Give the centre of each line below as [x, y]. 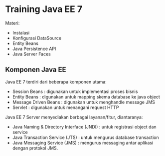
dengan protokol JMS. [35, 148]
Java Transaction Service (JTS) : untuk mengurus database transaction [85, 137]
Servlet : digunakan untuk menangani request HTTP [66, 107]
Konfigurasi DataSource [37, 38]
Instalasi [21, 32]
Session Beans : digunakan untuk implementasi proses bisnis [75, 91]
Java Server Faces [31, 54]
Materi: [12, 23]
